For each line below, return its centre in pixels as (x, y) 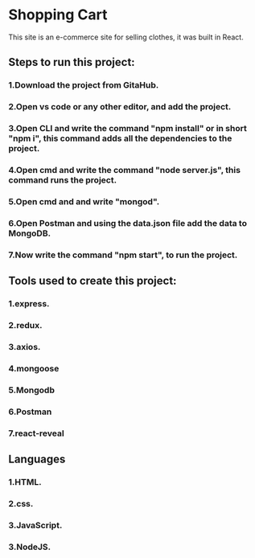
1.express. (29, 304)
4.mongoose (34, 368)
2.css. (21, 503)
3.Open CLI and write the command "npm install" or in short (127, 129)
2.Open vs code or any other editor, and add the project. (120, 107)
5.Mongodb (31, 390)
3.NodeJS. (29, 547)
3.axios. (25, 347)
